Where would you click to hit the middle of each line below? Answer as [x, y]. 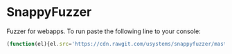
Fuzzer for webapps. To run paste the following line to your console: [104, 31]
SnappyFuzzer [49, 12]
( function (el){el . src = [39, 44]
